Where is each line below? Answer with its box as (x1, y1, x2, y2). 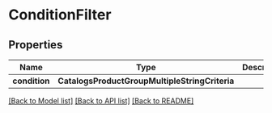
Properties (8, 38, 63, 52)
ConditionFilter (8, 6, 112, 24)
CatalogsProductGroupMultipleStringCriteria (57, 75, 235, 86)
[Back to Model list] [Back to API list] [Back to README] (8, 96, 194, 106)
